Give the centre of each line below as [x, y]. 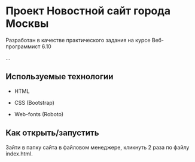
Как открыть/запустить [52, 133]
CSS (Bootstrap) [34, 102]
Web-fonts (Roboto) [39, 114]
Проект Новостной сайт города [88, 11]
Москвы [27, 24]
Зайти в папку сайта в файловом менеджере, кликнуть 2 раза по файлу [97, 147]
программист [23, 46]
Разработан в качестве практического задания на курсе [78, 40]
